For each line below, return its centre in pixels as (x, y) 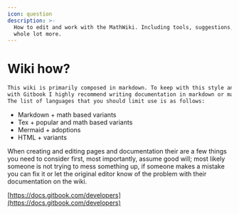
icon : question (30, 14)
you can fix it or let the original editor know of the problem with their (107, 173)
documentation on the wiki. (47, 181)
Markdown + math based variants (67, 114)
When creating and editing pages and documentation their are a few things (117, 151)
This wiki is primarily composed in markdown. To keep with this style (116, 88)
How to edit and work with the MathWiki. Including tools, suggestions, (124, 27)
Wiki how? (39, 69)
